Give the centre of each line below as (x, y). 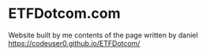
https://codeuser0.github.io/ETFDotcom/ (74, 43)
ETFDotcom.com (64, 14)
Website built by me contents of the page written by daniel (103, 35)
